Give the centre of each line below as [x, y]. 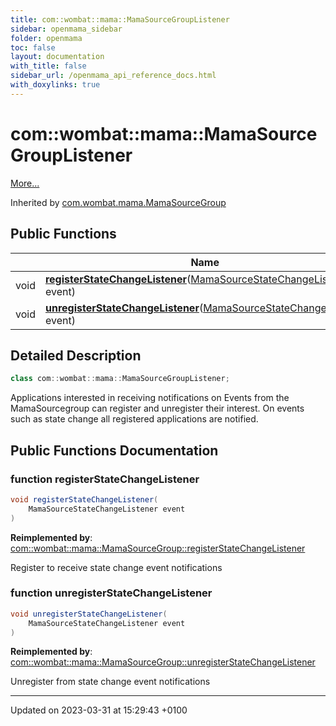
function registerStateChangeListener [105, 479]
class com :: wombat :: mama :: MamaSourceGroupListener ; [120, 379]
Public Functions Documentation [114, 450]
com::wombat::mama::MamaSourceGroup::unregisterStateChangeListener [163, 662]
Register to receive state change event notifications [116, 567]
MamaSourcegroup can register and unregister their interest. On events [157, 408]
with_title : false [48, 66]
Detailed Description [76, 355]
